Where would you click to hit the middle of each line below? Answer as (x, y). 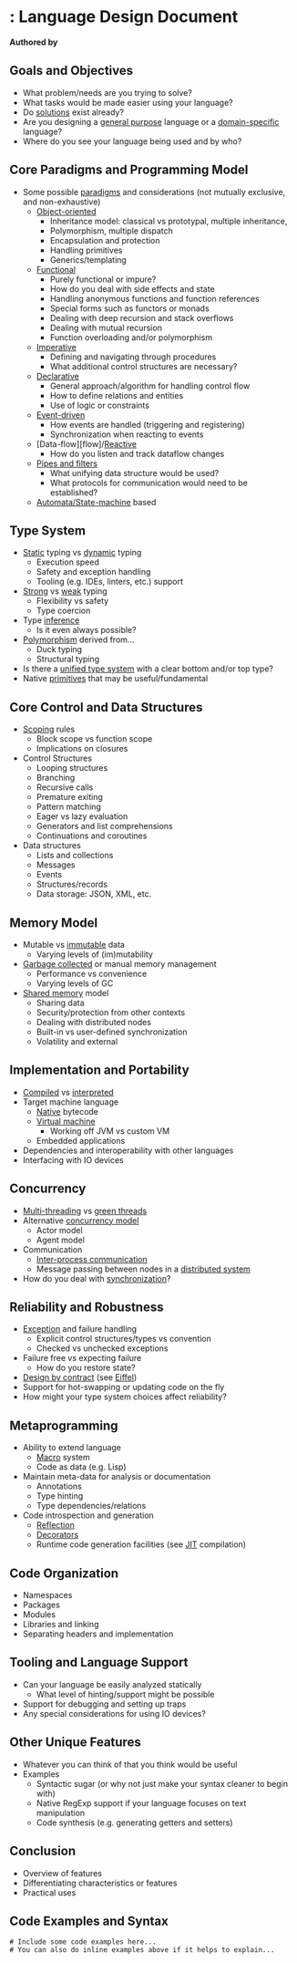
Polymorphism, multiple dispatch (111, 231)
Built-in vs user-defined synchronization (112, 1032)
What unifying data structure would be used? (134, 473)
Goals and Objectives (72, 71)
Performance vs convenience (92, 974)
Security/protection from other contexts (111, 1013)
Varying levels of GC (75, 983)
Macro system (63, 1458)
